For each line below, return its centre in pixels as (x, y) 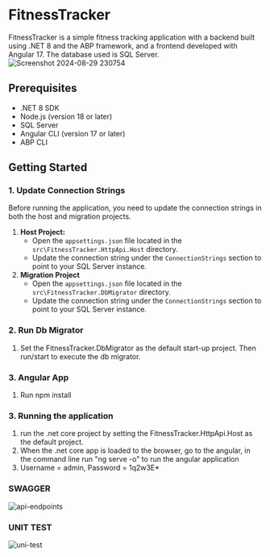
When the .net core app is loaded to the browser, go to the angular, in (135, 450)
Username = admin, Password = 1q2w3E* (89, 468)
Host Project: (43, 232)
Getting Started (48, 168)
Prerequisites (43, 88)
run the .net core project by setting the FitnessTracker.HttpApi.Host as (136, 433)
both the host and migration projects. (70, 216)
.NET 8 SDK (39, 107)
